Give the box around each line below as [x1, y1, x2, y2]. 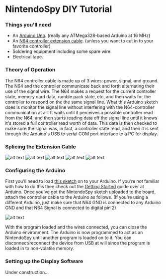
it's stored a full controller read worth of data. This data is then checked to [5, 120, 158, 126]
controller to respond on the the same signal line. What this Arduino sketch [5, 99, 158, 105]
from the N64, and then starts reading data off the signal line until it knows [5, 115, 158, 121]
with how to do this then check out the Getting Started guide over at [5, 184, 144, 190]
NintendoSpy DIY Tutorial [5, 3, 112, 15]
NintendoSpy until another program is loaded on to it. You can [5, 235, 132, 241]
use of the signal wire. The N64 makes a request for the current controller [5, 88, 157, 94]
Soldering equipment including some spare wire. [12, 48, 112, 54]
